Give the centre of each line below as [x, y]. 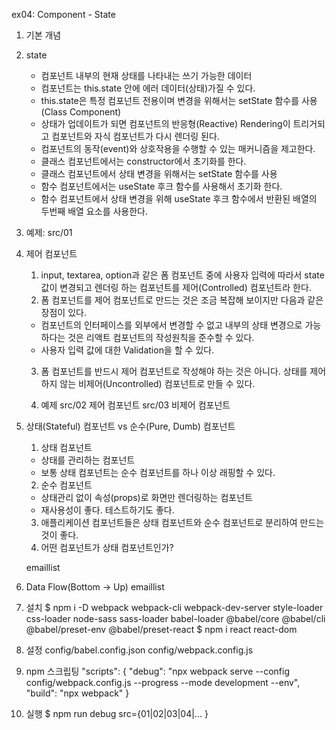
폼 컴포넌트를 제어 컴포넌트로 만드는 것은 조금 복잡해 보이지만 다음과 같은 [182, 300]
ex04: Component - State [63, 14]
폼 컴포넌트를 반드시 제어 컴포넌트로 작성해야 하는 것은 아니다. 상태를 [174, 371]
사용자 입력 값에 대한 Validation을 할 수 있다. [127, 350]
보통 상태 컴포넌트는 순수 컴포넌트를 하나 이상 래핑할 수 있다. [158, 472]
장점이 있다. [63, 312]
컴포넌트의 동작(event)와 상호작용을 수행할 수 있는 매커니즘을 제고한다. [178, 148]
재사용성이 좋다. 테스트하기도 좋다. [107, 510]
